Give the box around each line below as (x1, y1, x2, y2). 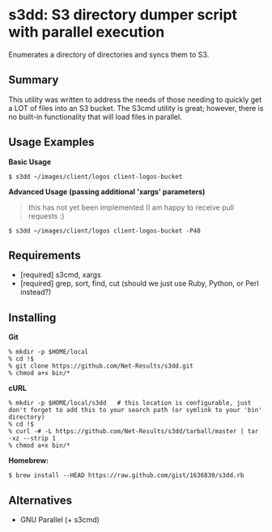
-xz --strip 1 (8, 435, 57, 443)
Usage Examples (8, 135, 95, 149)
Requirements (8, 249, 81, 262)
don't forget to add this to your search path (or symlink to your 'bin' (8, 406, 263, 415)
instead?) (19, 287, 52, 297)
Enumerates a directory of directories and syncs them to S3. (8, 49, 210, 59)
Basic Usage (8, 156, 51, 167)
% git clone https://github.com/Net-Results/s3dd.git (8, 362, 194, 370)
